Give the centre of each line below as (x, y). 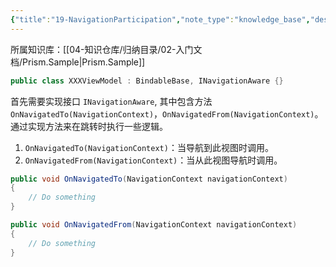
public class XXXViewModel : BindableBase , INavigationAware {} (147, 81)
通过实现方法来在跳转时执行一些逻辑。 (89, 126)
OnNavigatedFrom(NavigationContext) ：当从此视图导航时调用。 (153, 160)
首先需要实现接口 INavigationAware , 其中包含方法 (111, 101)
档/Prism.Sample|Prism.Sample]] (78, 62)
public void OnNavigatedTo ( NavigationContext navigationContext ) (149, 179)
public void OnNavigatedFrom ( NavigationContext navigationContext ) (154, 225)
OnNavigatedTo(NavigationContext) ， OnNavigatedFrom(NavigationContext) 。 (167, 113)
